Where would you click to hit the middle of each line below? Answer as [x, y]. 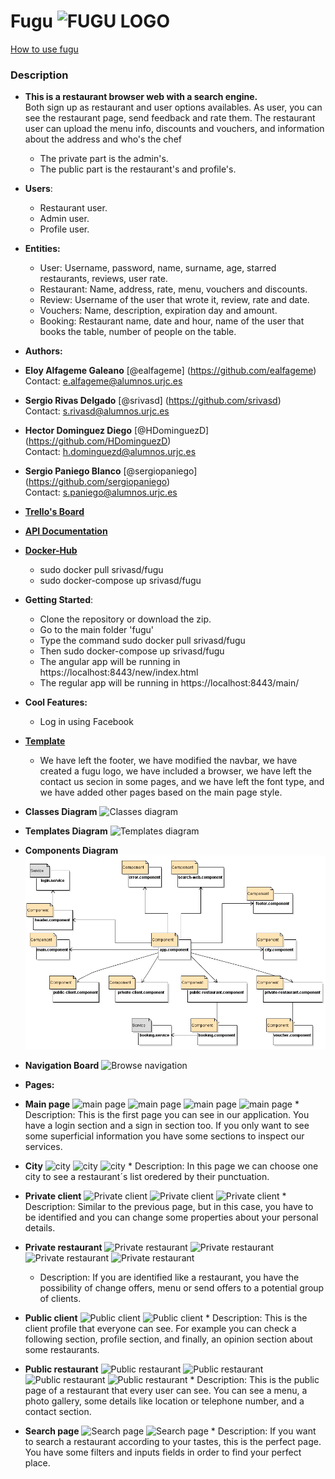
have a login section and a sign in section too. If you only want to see [167, 1126]
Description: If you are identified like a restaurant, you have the [169, 1277]
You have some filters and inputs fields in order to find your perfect [163, 1452]
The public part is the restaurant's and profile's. [138, 169]
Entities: [42, 249]
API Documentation [66, 531]
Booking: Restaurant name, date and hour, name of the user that [172, 321]
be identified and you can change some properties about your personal [171, 1217]
